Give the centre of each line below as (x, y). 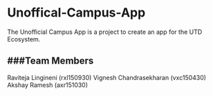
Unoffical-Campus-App (76, 13)
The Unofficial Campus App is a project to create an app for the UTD (105, 32)
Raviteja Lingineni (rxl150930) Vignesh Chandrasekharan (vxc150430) (106, 77)
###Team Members (50, 61)
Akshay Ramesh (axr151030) (48, 85)
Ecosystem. (24, 39)
